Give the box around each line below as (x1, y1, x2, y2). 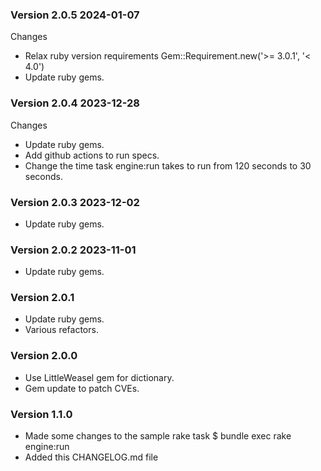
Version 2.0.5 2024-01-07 (10, 8, 140, 22)
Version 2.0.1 (10, 291, 75, 305)
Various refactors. (24, 324, 99, 336)
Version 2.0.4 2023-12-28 (10, 96, 141, 110)
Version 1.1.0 (10, 407, 73, 421)
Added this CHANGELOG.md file (24, 451, 159, 463)
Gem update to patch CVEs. (24, 382, 140, 394)
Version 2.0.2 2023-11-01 (10, 243, 137, 257)
